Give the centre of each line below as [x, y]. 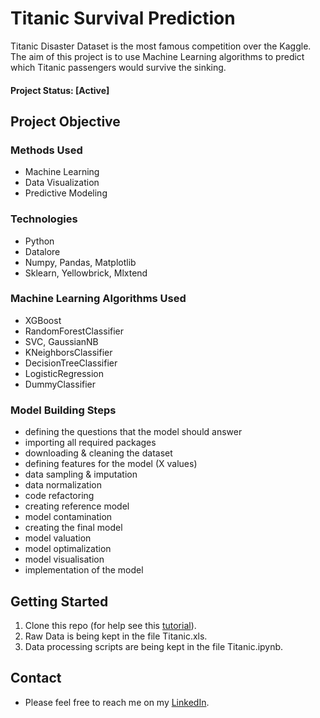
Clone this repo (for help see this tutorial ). [110, 625]
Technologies [44, 219]
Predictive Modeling [66, 193]
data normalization [63, 485]
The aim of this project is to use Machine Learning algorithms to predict [157, 56]
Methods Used [46, 150]
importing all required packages [90, 443]
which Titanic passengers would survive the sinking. [118, 67]
